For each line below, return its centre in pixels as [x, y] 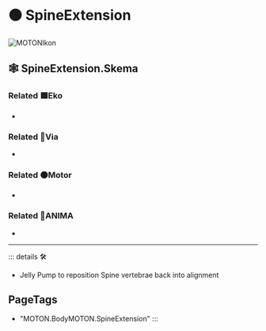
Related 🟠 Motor [40, 175]
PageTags [33, 300]
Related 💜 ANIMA [41, 216]
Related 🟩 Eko [36, 96]
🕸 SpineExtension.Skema [73, 69]
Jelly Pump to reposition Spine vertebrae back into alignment [119, 275]
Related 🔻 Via [33, 137]
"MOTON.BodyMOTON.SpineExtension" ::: [89, 319]
